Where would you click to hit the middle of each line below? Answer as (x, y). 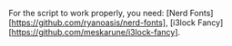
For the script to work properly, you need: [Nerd (98, 13)
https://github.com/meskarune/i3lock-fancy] (95, 32)
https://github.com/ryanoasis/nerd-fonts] (88, 23)
